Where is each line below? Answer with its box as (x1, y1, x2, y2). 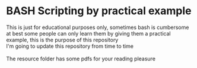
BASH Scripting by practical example (6, 4, 192, 18)
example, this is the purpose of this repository (6, 36, 119, 43)
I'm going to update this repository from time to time (6, 43, 134, 50)
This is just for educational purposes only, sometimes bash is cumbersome (6, 24, 189, 31)
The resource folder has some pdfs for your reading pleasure (6, 55, 156, 62)
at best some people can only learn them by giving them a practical (6, 30, 171, 37)
